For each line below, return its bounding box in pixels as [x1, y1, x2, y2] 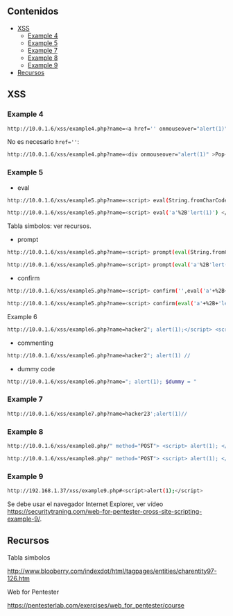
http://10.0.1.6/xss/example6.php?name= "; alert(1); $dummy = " [7, 378, 197, 385]
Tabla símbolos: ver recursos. [7, 222, 92, 230]
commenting [17, 339, 53, 347]
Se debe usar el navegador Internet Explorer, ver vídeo [7, 500, 164, 508]
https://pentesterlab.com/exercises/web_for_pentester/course [7, 601, 185, 609]
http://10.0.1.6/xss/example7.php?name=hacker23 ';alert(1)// [7, 410, 188, 417]
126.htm [7, 574, 30, 583]
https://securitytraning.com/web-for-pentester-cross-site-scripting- [7, 507, 202, 515]
